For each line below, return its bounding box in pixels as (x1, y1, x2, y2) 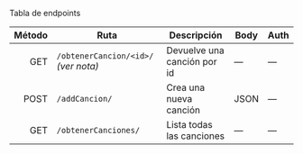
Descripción (169, 29, 223, 41)
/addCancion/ (56, 94, 113, 104)
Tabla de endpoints (9, 8, 81, 18)
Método (14, 29, 48, 41)
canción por (166, 56, 217, 68)
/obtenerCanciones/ (56, 125, 141, 135)
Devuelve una (166, 44, 225, 57)
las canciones (166, 130, 225, 142)
